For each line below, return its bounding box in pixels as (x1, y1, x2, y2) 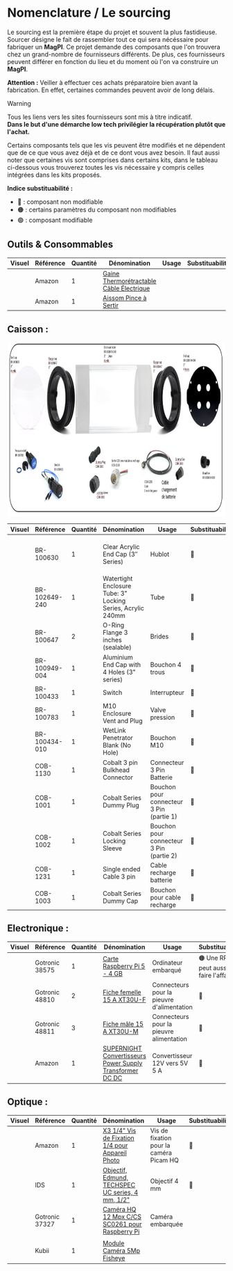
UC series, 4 (103, 1188, 139, 1197)
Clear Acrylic (103, 542, 140, 551)
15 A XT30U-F (103, 995, 146, 1004)
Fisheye (103, 1254, 126, 1263)
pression (150, 713, 175, 721)
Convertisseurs (103, 1052, 147, 1060)
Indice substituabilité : (7, 184, 73, 192)
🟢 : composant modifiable (17, 216, 93, 224)
